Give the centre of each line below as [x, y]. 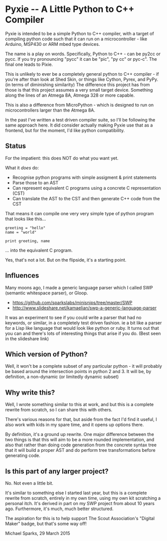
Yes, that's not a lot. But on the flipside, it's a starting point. [66, 260]
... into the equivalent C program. [39, 250]
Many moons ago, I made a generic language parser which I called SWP [79, 287]
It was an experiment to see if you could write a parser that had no [73, 317]
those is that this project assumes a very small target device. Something [79, 90]
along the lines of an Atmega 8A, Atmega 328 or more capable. [70, 95]
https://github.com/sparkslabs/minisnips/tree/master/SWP [72, 302]
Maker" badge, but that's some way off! [46, 524]
